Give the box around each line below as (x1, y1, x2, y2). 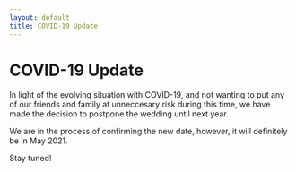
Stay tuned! (9, 153, 52, 164)
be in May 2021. (9, 135, 69, 146)
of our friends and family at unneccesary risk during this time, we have (9, 99, 271, 110)
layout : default (9, 13, 70, 22)
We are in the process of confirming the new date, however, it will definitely (9, 126, 288, 137)
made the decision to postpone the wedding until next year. (9, 108, 229, 119)
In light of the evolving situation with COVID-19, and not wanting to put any (9, 90, 285, 100)
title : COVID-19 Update (9, 21, 99, 30)
